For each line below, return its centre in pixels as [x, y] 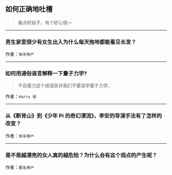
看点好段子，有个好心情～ [45, 23]
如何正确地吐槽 [29, 9]
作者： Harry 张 [21, 96]
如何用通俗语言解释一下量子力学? [46, 73]
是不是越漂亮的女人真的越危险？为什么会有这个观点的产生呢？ [81, 155]
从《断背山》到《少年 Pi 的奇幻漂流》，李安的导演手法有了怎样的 [84, 116]
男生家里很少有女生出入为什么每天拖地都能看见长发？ [71, 42]
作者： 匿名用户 [20, 167]
